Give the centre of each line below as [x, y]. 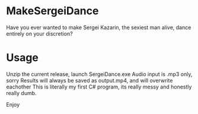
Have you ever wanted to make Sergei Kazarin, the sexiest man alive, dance [99, 27]
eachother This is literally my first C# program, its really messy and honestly [99, 87]
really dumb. [21, 93]
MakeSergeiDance [52, 11]
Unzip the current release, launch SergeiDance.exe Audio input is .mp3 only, [99, 74]
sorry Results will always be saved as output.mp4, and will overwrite [90, 80]
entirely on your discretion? [39, 33]
